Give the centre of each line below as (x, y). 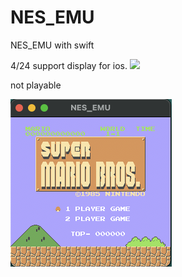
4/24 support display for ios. (69, 65)
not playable (36, 85)
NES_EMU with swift (52, 45)
